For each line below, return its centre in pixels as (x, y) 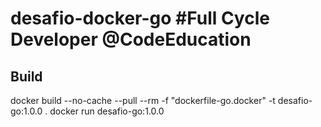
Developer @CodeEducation (131, 39)
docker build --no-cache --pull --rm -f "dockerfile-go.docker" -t (143, 100)
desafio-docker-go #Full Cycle (140, 18)
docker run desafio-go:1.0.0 (107, 111)
